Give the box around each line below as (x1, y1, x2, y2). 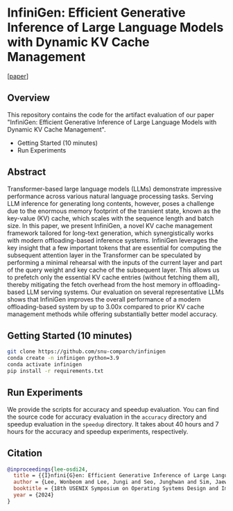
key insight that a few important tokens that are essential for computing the (7, 243, 222, 252)
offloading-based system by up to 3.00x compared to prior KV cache (7, 302, 205, 311)
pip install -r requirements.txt (7, 367, 104, 374)
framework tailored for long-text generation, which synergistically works (7, 229, 214, 237)
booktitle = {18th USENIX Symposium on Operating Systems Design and (13, 485, 218, 492)
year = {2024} (13, 492, 54, 499)
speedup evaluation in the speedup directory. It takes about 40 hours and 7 (7, 419, 220, 428)
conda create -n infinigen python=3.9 (7, 355, 119, 362)
